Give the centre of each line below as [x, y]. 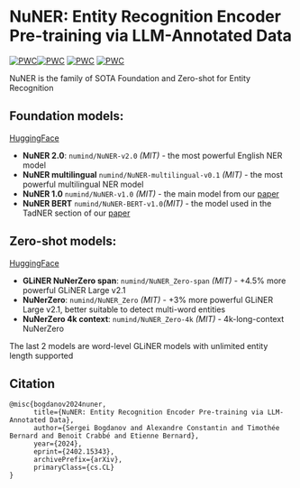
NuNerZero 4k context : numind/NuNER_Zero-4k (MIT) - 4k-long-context [153, 318]
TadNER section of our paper [76, 213]
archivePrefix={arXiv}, [78, 460]
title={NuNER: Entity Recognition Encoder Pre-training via [148, 412]
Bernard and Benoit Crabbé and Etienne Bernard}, [105, 436]
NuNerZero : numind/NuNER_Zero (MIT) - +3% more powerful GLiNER [147, 299]
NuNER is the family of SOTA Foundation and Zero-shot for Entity [130, 78]
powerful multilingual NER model [83, 184]
